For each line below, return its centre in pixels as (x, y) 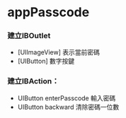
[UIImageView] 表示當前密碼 (59, 52)
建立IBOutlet (29, 36)
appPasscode (48, 12)
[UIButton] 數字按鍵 (46, 61)
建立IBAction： (33, 81)
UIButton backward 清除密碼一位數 (68, 107)
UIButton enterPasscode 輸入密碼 (67, 98)
